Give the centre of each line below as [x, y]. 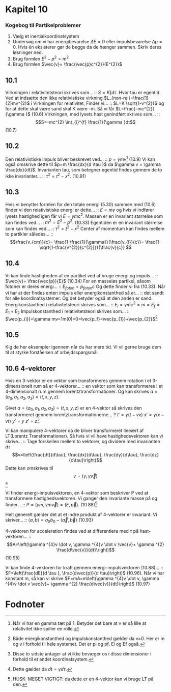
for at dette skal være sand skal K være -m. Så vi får [60, 108]
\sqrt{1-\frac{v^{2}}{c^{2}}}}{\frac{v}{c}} [82, 247]
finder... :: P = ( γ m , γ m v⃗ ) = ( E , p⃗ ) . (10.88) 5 [51, 504]
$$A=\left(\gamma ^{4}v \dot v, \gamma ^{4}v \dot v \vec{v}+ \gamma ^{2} [85, 544]
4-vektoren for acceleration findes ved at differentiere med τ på [72, 531]
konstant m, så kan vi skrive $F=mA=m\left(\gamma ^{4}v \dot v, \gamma [82, 578]
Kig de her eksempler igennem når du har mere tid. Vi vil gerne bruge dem [83, 347]
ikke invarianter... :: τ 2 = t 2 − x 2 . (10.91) [46, 176]
